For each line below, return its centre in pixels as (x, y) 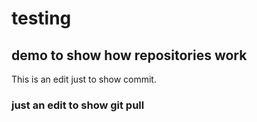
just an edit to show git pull (78, 105)
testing (41, 18)
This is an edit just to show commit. (84, 79)
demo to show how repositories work (129, 55)
